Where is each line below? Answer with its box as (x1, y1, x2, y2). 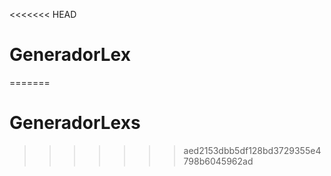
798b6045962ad (183, 155, 254, 167)
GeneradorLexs (9, 112, 141, 134)
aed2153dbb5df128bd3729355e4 (183, 144, 322, 156)
